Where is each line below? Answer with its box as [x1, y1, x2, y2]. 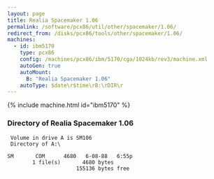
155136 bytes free [76, 165, 130, 172]
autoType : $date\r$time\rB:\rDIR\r [20, 82, 124, 89]
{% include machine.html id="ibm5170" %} [7, 101, 131, 109]
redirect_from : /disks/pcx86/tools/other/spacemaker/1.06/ [7, 29, 183, 37]
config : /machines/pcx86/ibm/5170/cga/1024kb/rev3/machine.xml [20, 56, 208, 63]
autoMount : [20, 69, 52, 76]
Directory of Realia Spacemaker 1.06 [7, 118, 134, 128]
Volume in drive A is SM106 [10, 134, 92, 141]
